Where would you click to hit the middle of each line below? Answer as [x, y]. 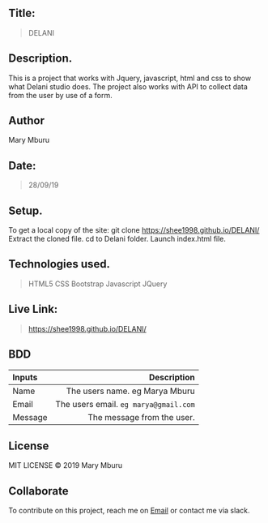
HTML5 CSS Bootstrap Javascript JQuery [98, 284]
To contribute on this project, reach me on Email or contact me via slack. [129, 511]
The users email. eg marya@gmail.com [125, 404]
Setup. [26, 210]
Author [26, 121]
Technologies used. [60, 264]
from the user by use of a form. [60, 95]
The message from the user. [142, 417]
